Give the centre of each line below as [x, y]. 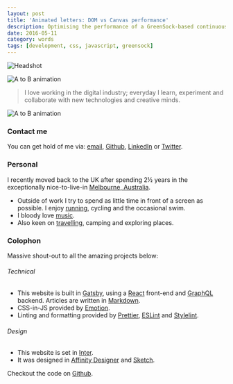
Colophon [24, 240]
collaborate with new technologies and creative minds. [102, 100]
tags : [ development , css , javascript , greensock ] [80, 46]
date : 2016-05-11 [32, 33]
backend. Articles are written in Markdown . [79, 301]
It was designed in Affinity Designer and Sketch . [86, 360]
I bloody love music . [46, 215]
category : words [31, 40]
